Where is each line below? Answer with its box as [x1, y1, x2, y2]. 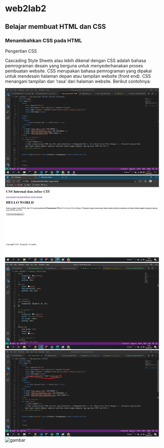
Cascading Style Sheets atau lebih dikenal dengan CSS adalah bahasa [5, 57, 146, 64]
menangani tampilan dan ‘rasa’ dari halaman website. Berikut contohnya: [5, 78, 151, 84]
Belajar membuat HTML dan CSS [5, 22, 106, 31]
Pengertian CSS [5, 48, 37, 54]
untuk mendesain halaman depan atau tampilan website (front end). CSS [5, 73, 151, 79]
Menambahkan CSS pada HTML [5, 37, 82, 44]
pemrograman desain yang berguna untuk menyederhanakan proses [5, 63, 143, 68]
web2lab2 [5, 3, 46, 14]
